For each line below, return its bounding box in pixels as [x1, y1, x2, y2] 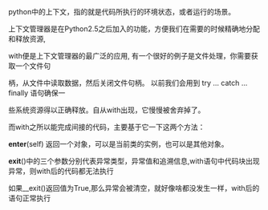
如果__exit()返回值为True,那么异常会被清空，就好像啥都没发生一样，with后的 [8, 184, 260, 192]
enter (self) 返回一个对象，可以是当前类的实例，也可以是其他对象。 [8, 139, 229, 148]
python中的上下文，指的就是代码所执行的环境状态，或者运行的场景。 [8, 7, 235, 16]
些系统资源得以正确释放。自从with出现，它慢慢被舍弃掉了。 [8, 105, 205, 115]
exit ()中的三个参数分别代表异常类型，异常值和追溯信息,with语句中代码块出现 [8, 156, 261, 166]
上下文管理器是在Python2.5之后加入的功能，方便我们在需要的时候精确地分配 [8, 24, 261, 34]
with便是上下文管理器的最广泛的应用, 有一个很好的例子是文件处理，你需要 [8, 51, 251, 60]
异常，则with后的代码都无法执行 [8, 167, 114, 176]
